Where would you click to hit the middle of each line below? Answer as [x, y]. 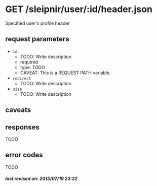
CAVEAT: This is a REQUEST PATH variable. [65, 73]
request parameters [37, 39]
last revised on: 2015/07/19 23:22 [41, 179]
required [29, 62]
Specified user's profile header [37, 23]
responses [22, 127]
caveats [18, 110]
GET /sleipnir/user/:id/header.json [79, 9]
